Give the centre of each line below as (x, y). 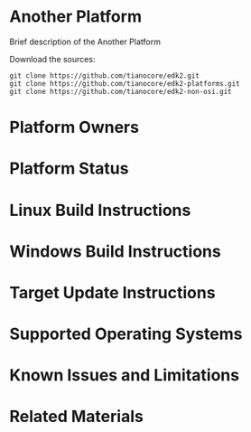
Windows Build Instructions (115, 251)
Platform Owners (74, 127)
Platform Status (69, 169)
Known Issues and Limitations (125, 376)
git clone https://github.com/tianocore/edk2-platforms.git (125, 83)
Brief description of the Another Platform (85, 42)
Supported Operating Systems (126, 334)
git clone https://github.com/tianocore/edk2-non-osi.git (121, 91)
